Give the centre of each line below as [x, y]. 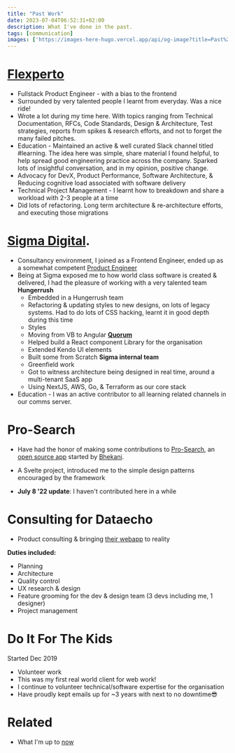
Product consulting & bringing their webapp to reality [93, 539]
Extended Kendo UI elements [70, 350]
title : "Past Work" [36, 14]
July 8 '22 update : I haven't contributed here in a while [97, 491]
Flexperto [36, 75]
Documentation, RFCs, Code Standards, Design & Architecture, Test [115, 124]
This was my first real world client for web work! [87, 679]
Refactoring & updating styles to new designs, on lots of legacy [119, 305]
